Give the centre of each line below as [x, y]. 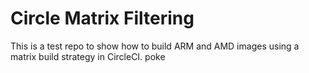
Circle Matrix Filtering [102, 18]
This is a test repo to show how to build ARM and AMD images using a [155, 46]
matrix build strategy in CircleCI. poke [88, 56]
